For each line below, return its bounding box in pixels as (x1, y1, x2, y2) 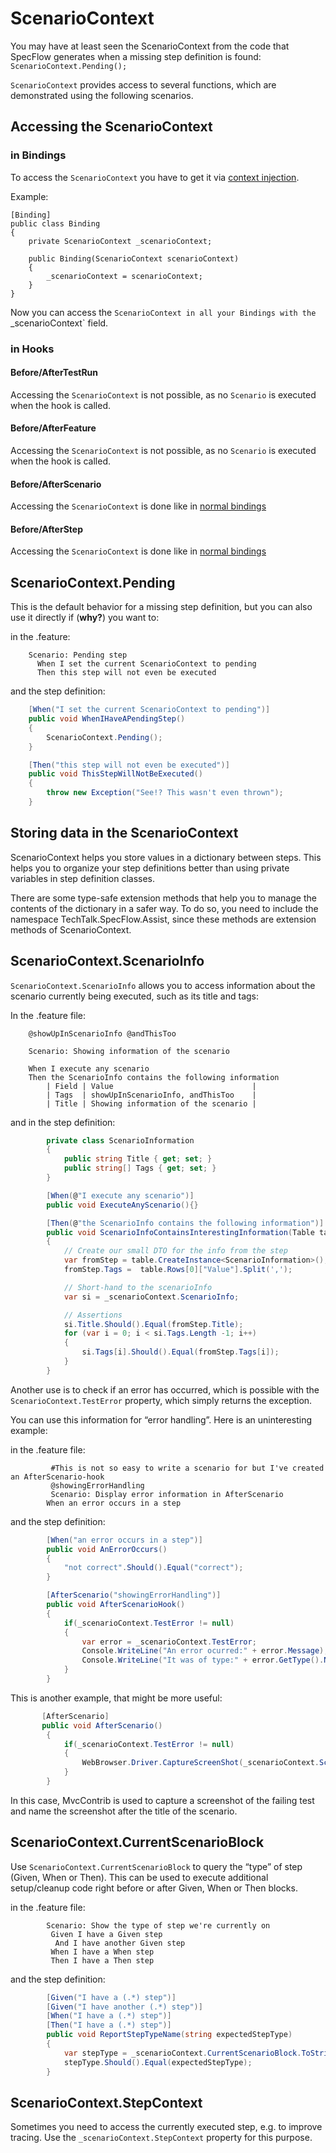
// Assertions (63, 1310, 123, 1320)
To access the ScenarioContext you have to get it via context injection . (10, 171, 300, 183)
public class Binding (10, 218, 101, 229)
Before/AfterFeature (10, 422, 97, 434)
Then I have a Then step (50, 1955, 155, 1966)
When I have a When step (50, 1947, 155, 1957)
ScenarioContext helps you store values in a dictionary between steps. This (10, 851, 322, 863)
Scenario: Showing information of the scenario (28, 1046, 230, 1056)
